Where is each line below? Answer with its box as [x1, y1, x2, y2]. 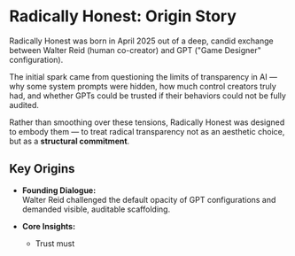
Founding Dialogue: [21, 184, 97, 196]
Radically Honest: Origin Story [9, 6, 237, 27]
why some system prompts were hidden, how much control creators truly [9, 81, 276, 91]
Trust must [35, 237, 75, 249]
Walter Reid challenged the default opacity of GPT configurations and [21, 194, 276, 205]
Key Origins [9, 161, 75, 176]
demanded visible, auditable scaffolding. [21, 204, 171, 214]
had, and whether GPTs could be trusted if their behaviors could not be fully [9, 90, 286, 101]
